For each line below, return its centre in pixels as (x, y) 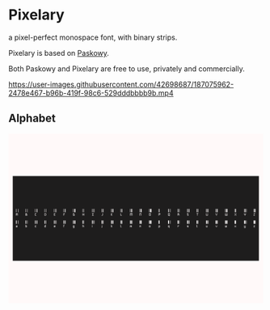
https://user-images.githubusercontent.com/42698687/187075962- (121, 84)
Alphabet (32, 119)
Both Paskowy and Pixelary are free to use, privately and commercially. (127, 68)
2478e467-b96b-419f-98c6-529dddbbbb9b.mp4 (91, 93)
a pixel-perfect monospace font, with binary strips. (93, 37)
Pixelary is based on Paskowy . (59, 53)
